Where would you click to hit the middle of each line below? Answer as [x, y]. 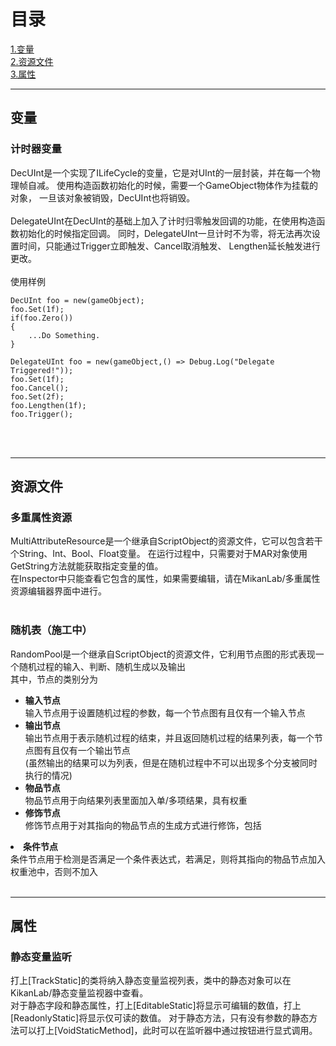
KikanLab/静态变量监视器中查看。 [79, 993]
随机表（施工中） [51, 630]
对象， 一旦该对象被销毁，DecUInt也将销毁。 [103, 197]
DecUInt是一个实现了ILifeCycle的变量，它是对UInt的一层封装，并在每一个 [161, 172]
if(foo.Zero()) [42, 318]
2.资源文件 [32, 61]
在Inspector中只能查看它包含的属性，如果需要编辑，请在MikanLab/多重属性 [165, 579]
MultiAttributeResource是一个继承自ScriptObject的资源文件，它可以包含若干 [166, 541]
